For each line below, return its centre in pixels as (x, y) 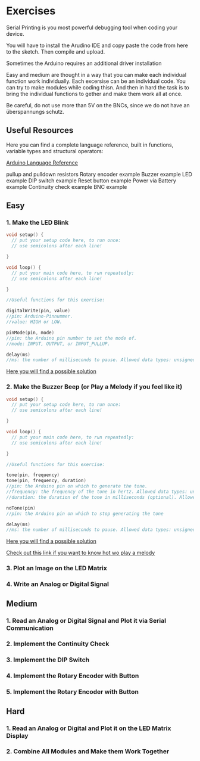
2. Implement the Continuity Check (58, 644)
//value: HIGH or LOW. (34, 322)
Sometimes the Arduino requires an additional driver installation (84, 63)
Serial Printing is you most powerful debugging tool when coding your (92, 27)
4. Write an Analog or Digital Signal (57, 584)
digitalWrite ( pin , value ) (38, 311)
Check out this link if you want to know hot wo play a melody (81, 553)
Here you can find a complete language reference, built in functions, (90, 145)
